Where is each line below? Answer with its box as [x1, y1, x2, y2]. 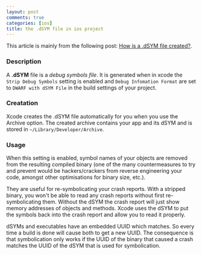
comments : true [6, 15, 45, 21]
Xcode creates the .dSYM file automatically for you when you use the [6, 112, 178, 120]
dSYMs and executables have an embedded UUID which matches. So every [6, 223, 195, 230]
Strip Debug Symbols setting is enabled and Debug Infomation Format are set [6, 77, 196, 85]
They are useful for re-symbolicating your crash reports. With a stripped [6, 186, 186, 193]
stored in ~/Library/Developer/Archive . [6, 125, 104, 133]
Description [6, 57, 42, 66]
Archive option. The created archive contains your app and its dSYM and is [6, 119, 193, 126]
